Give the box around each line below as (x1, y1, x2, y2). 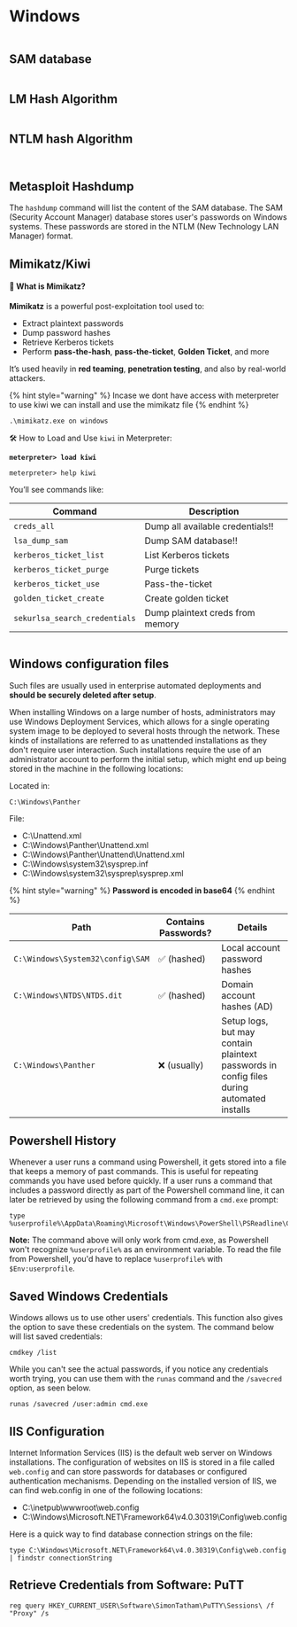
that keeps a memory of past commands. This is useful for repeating (9, 1166, 259, 1177)
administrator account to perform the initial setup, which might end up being (9, 753, 287, 764)
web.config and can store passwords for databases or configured (9, 1467, 247, 1477)
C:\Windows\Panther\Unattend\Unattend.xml (21, 849, 186, 860)
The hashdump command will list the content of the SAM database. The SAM (9, 202, 283, 214)
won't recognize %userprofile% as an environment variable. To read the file (9, 1244, 282, 1255)
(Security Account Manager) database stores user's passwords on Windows (9, 212, 287, 222)
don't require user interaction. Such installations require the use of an (9, 744, 263, 755)
